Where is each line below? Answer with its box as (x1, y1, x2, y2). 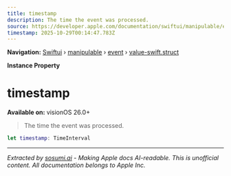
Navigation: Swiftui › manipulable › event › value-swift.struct (7, 48, 179, 56)
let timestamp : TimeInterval (7, 135, 91, 142)
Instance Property (7, 61, 60, 69)
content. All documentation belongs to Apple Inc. (7, 161, 146, 169)
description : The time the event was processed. (7, 16, 149, 23)
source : (7, 23, 30, 30)
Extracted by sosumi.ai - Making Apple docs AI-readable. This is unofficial (7, 154, 219, 162)
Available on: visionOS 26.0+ (7, 108, 91, 117)
